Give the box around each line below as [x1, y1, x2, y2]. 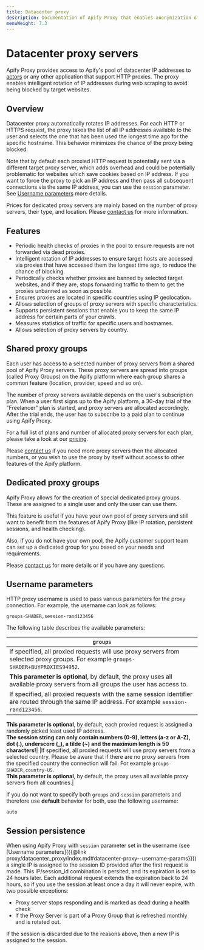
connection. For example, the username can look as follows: [6, 602, 157, 609]
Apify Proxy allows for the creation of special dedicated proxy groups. [6, 494, 182, 501]
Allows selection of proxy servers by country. [15, 326, 129, 333]
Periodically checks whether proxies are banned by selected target [15, 274, 183, 281]
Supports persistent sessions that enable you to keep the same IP [15, 306, 180, 314]
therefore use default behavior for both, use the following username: [6, 797, 178, 804]
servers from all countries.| [6, 779, 74, 786]
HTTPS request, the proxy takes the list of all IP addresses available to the [6, 126, 191, 134]
